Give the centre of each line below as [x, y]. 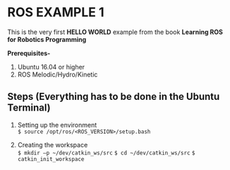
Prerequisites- [29, 53]
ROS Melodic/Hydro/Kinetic [57, 74]
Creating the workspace [53, 144]
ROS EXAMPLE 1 [56, 12]
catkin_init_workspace [51, 159]
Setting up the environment [57, 125]
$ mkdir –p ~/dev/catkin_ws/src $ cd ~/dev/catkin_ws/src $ [106, 153]
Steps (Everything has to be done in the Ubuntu [114, 97]
